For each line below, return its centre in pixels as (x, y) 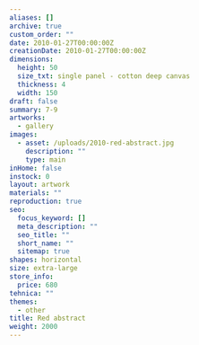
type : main (46, 159)
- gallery (35, 127)
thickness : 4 (42, 84)
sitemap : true (43, 252)
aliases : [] (31, 18)
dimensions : (31, 59)
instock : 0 (30, 176)
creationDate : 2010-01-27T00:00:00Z (78, 51)
